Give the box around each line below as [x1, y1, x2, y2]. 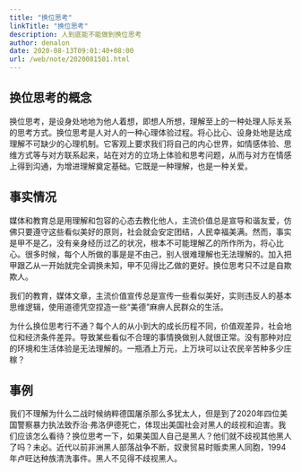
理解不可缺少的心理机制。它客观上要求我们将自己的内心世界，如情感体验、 [9, 138, 284, 149]
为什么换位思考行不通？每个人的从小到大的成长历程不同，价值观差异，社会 [9, 320, 284, 331]
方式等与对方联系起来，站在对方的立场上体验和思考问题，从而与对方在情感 [16, 149, 292, 160]
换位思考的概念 [9, 91, 92, 106]
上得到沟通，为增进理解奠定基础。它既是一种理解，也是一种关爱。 [9, 161, 253, 171]
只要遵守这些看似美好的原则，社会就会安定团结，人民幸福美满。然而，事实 [16, 226, 292, 237]
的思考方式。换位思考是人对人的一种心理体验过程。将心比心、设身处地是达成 [9, 127, 292, 137]
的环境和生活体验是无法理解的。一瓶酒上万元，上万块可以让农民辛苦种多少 [9, 343, 284, 354]
